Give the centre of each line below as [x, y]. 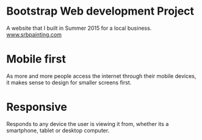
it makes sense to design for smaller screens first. [69, 82]
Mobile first [36, 59]
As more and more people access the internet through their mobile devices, [101, 76]
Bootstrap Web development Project [100, 11]
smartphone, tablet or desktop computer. [58, 130]
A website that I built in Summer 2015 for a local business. [79, 28]
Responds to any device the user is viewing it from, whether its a [88, 124]
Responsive [37, 107]
